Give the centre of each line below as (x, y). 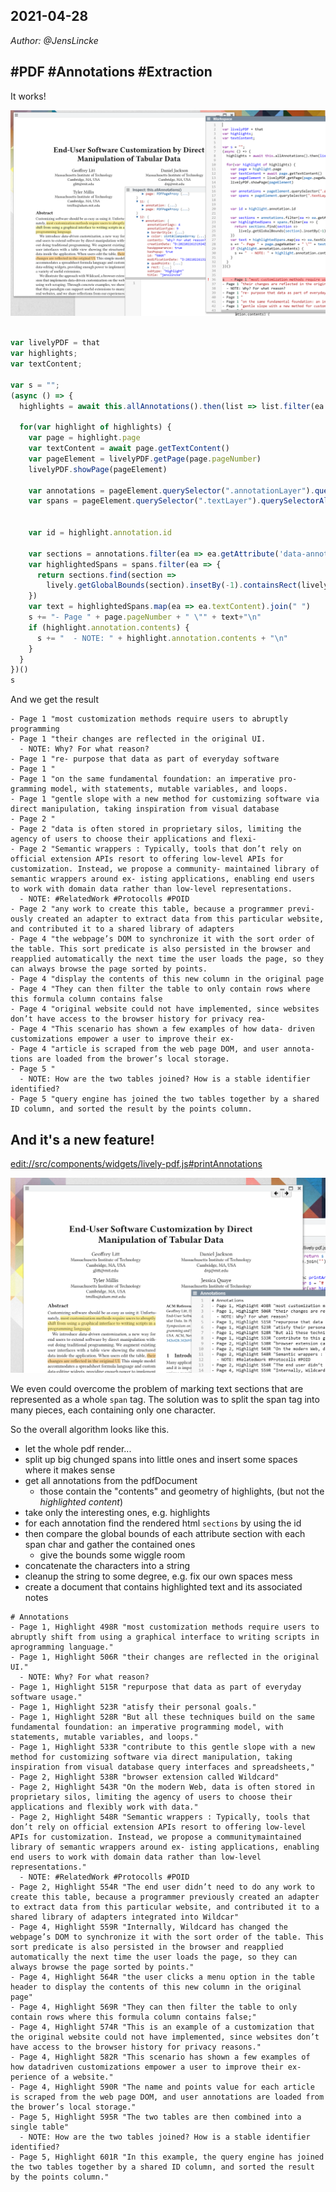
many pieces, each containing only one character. (113, 1410)
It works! (28, 96)
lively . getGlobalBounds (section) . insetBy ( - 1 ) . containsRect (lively (187, 585)
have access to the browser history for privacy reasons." (136, 2047)
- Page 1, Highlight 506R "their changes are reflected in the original (165, 1657)
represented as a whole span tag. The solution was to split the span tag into (165, 1400)
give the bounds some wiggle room (112, 1555)
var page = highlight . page (84, 438)
